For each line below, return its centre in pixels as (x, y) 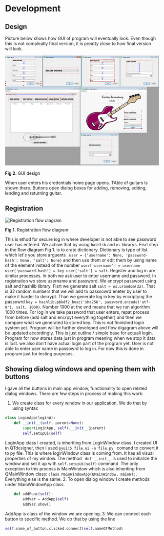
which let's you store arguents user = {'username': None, (64, 255)
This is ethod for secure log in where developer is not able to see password (81, 239)
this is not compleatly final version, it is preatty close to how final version (78, 44)
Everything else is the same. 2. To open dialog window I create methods (77, 479)
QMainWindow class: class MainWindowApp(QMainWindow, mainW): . (71, 474)
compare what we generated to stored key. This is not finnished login (75, 322)
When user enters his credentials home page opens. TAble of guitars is (76, 183)
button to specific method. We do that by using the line (60, 519)
